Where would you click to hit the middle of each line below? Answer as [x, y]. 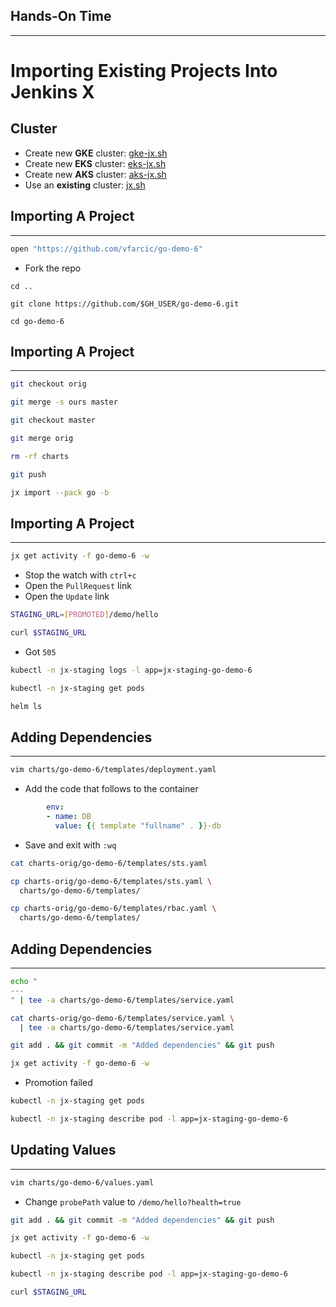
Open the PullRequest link [78, 586]
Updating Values [63, 1150]
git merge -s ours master [64, 402]
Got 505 [40, 651]
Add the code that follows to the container [111, 789]
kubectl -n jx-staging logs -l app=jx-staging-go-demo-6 [131, 670]
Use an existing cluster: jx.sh [85, 185]
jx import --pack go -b [60, 492]
